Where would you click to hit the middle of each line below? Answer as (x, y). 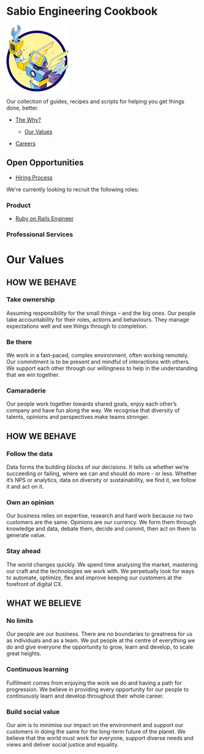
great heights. (24, 654)
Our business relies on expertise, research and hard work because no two (100, 516)
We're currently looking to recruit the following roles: (73, 189)
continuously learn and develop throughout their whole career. (85, 696)
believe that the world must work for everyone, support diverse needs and (100, 738)
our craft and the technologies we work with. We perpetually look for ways (100, 571)
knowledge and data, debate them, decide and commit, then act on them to (101, 529)
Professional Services (40, 234)
